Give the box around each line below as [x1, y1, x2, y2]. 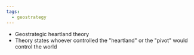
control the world [14, 43, 57, 50]
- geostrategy [11, 14, 47, 20]
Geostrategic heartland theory [14, 30, 90, 37]
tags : [6, 8, 20, 15]
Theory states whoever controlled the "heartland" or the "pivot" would [14, 37, 188, 44]
